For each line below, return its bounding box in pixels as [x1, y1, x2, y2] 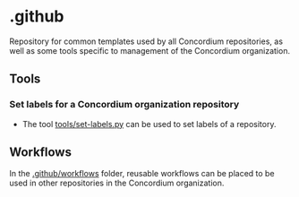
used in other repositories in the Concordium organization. [9, 177, 225, 189]
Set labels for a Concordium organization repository [9, 98, 240, 111]
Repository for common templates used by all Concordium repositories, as [9, 36, 284, 47]
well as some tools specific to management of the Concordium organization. [9, 45, 291, 56]
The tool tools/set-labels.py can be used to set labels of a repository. [21, 118, 277, 129]
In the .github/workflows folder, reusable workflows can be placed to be [9, 168, 275, 179]
